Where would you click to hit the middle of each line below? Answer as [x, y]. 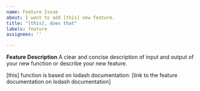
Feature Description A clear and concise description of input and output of [100, 57]
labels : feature [27, 29]
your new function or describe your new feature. [67, 64]
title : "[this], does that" [42, 23]
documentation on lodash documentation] [58, 82]
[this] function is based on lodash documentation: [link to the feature [92, 75]
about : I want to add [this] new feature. [61, 18]
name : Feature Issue [32, 12]
